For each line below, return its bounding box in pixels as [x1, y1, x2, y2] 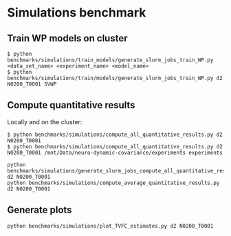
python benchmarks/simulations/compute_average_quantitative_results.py [7, 179, 220, 186]
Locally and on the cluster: [7, 117, 82, 126]
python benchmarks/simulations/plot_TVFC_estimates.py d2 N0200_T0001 [7, 222, 214, 229]
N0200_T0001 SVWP [7, 81, 57, 88]
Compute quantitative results [7, 99, 135, 111]
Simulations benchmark [7, 5, 146, 21]
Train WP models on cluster [7, 32, 128, 44]
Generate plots [7, 204, 72, 216]
